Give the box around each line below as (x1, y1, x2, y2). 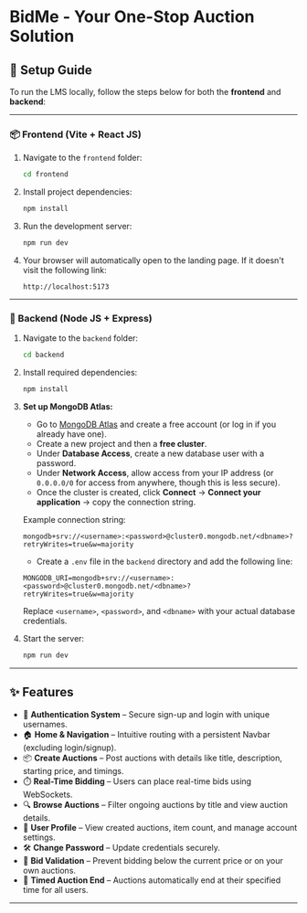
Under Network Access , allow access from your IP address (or (36, 467, 274, 478)
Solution (9, 26, 75, 47)
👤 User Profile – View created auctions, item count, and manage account (22, 822, 298, 833)
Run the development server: (22, 221, 132, 232)
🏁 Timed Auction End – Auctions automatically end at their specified (22, 875, 281, 886)
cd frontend (22, 170, 69, 179)
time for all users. (22, 884, 89, 895)
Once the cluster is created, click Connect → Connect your (36, 486, 261, 497)
